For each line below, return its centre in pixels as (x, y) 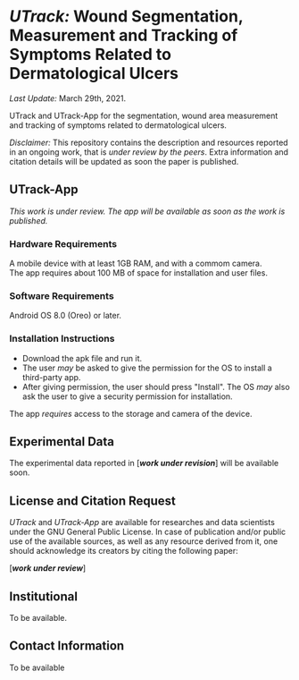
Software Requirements (62, 295)
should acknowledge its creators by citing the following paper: (124, 551)
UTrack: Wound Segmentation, (126, 17)
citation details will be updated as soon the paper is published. (124, 161)
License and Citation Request (93, 501)
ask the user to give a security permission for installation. (128, 396)
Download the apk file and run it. (82, 358)
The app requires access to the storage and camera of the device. (131, 413)
